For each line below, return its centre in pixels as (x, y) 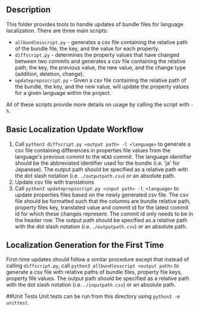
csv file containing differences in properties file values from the (93, 150)
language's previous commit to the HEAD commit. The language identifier (103, 156)
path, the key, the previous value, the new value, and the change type (100, 67)
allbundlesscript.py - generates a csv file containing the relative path (101, 42)
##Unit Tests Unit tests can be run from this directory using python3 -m (93, 296)
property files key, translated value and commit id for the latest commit (102, 207)
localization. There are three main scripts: (57, 30)
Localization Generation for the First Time (85, 245)
